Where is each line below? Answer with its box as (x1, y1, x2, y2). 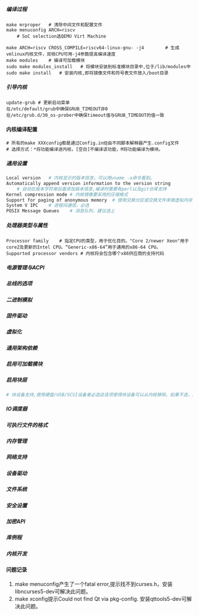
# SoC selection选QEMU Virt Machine (17, 33, 107, 39)
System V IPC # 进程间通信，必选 (6, 202, 89, 209)
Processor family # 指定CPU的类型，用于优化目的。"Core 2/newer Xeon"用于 (6, 238, 190, 244)
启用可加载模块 (6, 361, 43, 368)
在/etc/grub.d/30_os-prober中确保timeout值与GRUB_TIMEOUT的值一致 (6, 112, 165, 118)
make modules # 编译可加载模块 (6, 57, 85, 63)
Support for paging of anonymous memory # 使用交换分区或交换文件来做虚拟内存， (6, 197, 197, 203)
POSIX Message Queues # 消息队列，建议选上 (6, 208, 115, 214)
